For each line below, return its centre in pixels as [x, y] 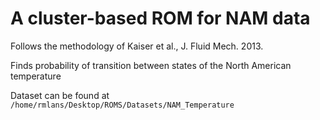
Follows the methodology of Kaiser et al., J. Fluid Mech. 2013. [137, 46]
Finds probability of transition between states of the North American [151, 65]
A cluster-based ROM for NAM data [160, 18]
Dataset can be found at [60, 95]
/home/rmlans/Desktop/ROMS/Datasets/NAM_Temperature [122, 105]
